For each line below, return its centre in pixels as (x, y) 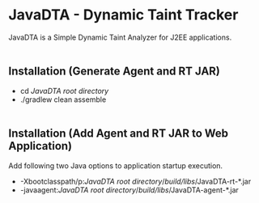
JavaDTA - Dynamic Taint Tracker (123, 15)
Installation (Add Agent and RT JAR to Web (119, 134)
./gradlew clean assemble (63, 99)
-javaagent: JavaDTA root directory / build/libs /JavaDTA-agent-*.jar (129, 190)
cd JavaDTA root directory (64, 91)
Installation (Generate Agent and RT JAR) (115, 72)
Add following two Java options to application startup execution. (116, 165)
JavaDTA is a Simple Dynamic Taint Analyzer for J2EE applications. (120, 37)
